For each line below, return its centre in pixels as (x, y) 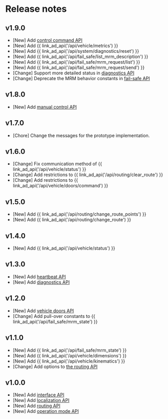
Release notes (36, 9)
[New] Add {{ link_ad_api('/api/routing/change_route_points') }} (79, 214)
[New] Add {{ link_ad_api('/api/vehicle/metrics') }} (65, 46)
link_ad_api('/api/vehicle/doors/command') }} (60, 186)
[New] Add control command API (48, 40)
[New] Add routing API (36, 406)
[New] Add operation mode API (46, 411)
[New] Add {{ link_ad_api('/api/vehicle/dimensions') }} (70, 355)
